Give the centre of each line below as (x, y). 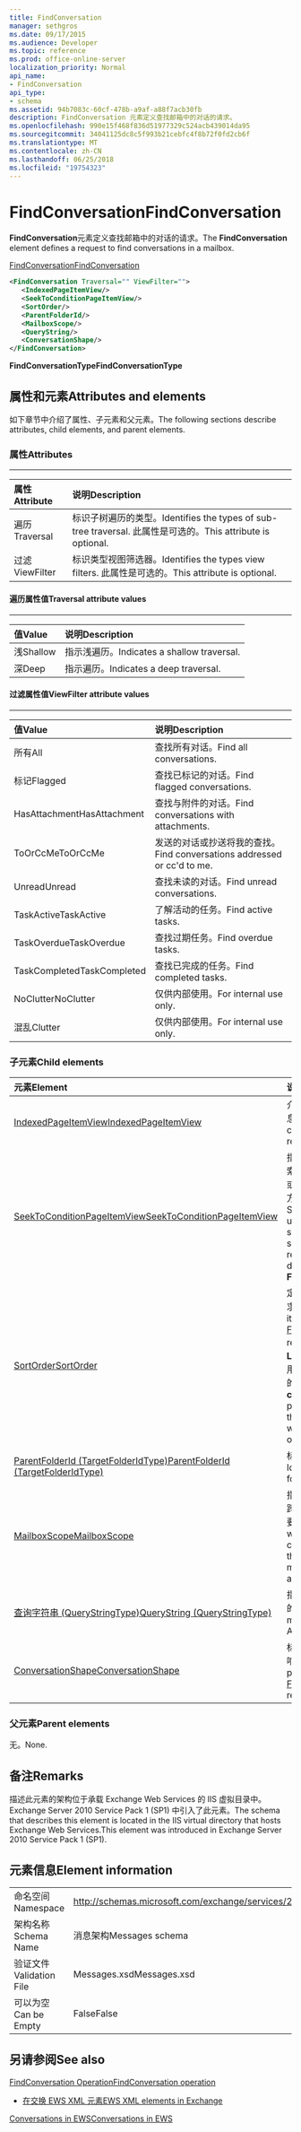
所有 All (28, 753)
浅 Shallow (35, 651)
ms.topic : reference (48, 51)
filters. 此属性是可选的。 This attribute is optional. (174, 573)
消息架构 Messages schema (131, 1936)
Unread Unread (45, 886)
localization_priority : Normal (68, 68)
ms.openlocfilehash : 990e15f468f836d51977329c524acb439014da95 (130, 126)
